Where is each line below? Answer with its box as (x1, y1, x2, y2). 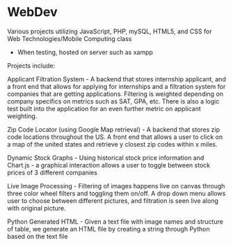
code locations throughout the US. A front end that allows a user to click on (7, 133, 223, 141)
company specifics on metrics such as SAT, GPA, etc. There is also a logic (7, 97, 220, 105)
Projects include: (7, 61, 56, 69)
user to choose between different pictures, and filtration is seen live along (7, 196, 219, 205)
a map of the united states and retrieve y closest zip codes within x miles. (7, 140, 218, 148)
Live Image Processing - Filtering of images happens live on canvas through (7, 181, 225, 190)
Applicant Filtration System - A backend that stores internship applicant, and (7, 74, 226, 83)
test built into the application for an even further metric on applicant (7, 104, 202, 113)
